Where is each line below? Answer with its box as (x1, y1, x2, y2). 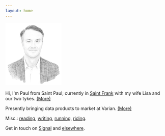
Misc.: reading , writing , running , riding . (5, 115, 87, 122)
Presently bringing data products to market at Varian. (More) (5, 105, 132, 112)
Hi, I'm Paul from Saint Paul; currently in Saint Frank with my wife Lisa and (5, 90, 160, 96)
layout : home (5, 8, 33, 13)
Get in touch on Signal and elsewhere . (5, 125, 85, 131)
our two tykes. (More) (5, 96, 51, 102)
